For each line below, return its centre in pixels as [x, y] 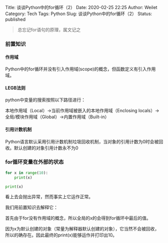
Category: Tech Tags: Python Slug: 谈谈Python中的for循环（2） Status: [79, 14]
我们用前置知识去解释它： [32, 207]
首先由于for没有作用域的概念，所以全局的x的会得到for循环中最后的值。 [78, 218]
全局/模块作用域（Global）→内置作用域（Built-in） [57, 117]
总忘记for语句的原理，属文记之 [49, 30]
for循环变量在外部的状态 [35, 162]
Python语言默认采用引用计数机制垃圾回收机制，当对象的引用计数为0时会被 [82, 141]
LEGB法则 [16, 88]
